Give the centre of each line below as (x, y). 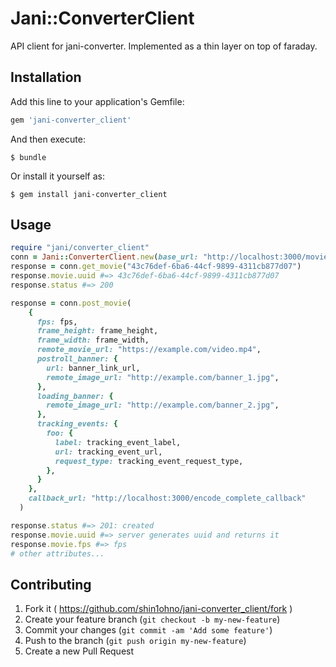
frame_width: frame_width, (93, 340)
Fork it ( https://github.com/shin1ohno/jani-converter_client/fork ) (158, 609)
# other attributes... (57, 553)
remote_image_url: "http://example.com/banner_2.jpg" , (163, 405)
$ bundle (28, 157)
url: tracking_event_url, (108, 452)
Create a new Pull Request (79, 651)
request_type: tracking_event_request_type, (149, 461)
